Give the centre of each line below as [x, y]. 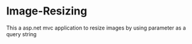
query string [21, 34]
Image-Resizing [47, 11]
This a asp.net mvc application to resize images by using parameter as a [96, 28]
